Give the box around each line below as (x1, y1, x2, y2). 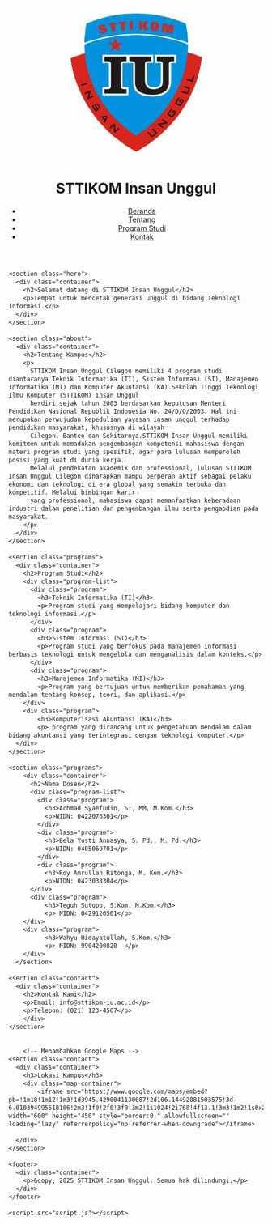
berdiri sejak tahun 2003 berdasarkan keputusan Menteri (29, 399, 227, 407)
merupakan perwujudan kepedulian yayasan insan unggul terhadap (8, 415, 230, 423)
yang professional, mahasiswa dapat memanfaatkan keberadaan (29, 496, 241, 504)
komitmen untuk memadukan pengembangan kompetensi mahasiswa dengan (8, 440, 244, 448)
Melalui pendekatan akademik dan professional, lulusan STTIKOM (29, 464, 252, 472)
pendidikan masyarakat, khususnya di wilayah (8, 423, 164, 432)
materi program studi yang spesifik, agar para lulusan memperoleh (8, 448, 241, 456)
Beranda (128, 206, 156, 215)
